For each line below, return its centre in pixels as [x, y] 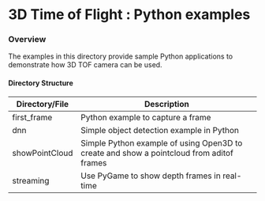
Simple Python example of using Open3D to [162, 142]
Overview [27, 40]
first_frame [32, 117]
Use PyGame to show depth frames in [151, 176]
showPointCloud [43, 153]
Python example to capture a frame [146, 117]
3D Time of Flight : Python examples [129, 15]
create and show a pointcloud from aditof [157, 153]
